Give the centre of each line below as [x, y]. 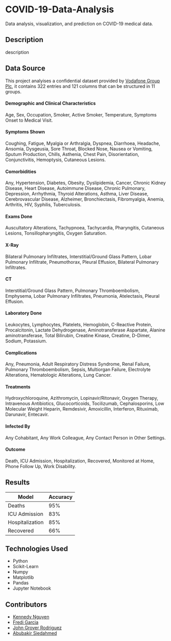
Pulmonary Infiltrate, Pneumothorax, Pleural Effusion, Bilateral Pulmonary [82, 262]
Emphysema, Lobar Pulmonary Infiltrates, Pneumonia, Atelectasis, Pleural [82, 296]
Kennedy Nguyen [31, 617]
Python [20, 561]
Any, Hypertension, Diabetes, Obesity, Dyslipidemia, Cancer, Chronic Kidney [86, 183]
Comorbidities [21, 171]
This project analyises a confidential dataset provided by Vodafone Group [83, 81]
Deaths [17, 506]
